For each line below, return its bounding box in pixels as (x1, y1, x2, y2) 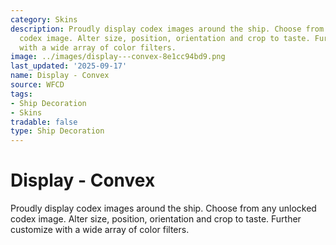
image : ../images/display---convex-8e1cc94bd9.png (10, 52, 226, 62)
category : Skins (10, 14, 78, 25)
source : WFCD (10, 80, 65, 90)
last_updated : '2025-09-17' (10, 61, 128, 71)
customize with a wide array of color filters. (10, 224, 190, 236)
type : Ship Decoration (10, 126, 105, 136)
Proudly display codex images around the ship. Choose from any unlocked (10, 202, 317, 215)
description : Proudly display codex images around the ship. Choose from (10, 24, 325, 34)
